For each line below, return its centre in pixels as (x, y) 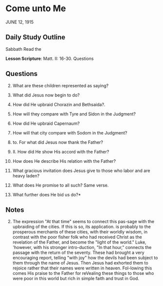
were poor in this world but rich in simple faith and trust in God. (76, 279)
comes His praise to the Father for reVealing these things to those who (83, 273)
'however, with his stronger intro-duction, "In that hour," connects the (82, 248)
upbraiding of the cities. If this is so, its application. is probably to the (82, 227)
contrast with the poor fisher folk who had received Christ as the (77, 237)
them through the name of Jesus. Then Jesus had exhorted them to (80, 263)
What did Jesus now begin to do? (46, 95)
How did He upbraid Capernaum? (46, 123)
